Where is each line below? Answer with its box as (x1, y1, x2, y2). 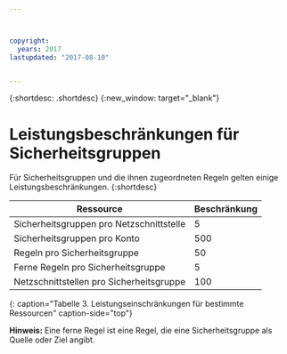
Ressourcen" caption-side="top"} (9, 308, 133, 318)
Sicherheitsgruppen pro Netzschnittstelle (13, 218, 186, 230)
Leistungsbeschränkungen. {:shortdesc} (9, 181, 158, 192)
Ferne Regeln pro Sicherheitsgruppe (13, 261, 166, 274)
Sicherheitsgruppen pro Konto (13, 232, 140, 245)
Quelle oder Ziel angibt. (9, 334, 95, 345)
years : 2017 (17, 44, 62, 53)
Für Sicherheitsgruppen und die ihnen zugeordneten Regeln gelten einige (9, 173, 279, 183)
